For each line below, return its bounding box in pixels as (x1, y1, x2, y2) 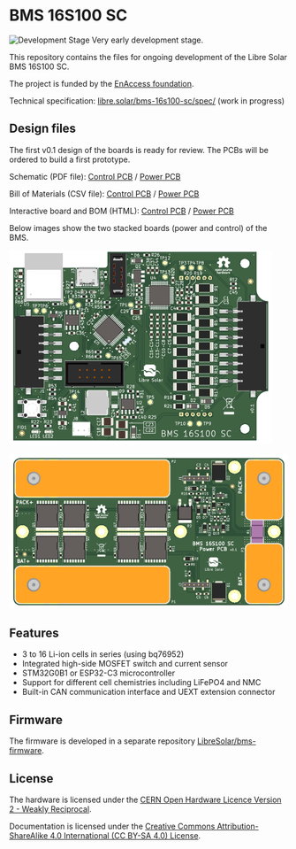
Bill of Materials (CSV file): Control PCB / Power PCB (9, 188, 200, 199)
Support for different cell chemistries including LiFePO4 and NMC (21, 677, 262, 688)
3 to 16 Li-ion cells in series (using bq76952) (21, 649, 185, 660)
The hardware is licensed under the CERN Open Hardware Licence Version (9, 794, 282, 806)
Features (9, 626, 59, 640)
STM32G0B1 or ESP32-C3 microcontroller (21, 668, 176, 678)
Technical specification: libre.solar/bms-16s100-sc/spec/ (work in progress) (9, 95, 285, 106)
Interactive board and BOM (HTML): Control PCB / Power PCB (9, 205, 234, 216)
